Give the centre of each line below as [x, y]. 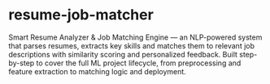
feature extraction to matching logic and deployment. [98, 71]
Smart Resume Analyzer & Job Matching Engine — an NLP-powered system [135, 37]
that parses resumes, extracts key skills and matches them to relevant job [131, 45]
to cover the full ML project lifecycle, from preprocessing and [139, 63]
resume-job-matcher [81, 15]
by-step [22, 63]
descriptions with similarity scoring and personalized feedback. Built [123, 54]
